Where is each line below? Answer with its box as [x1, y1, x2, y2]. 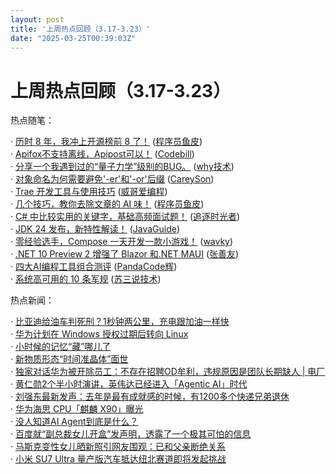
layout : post [10, 14, 65, 25]
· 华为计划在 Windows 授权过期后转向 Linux [10, 328, 189, 340]
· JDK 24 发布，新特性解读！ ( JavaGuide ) [10, 223, 181, 235]
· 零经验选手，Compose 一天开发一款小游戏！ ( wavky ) [10, 236, 234, 248]
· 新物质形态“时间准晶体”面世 [10, 353, 129, 365]
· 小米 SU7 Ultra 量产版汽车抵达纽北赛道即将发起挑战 [10, 453, 227, 465]
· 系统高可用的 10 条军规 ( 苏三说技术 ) [10, 273, 162, 285]
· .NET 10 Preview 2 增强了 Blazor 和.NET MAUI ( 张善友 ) [10, 248, 240, 260]
